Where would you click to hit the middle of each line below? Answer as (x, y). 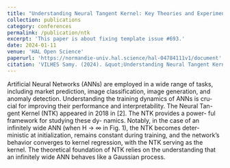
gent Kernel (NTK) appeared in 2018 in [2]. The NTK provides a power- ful (111, 113)
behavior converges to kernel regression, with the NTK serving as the (105, 142)
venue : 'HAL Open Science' (46, 52)
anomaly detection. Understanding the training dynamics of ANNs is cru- (110, 98)
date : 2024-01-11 (32, 45)
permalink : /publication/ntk (49, 33)
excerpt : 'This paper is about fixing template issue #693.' (96, 39)
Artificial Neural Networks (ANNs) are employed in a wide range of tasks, (110, 84)
